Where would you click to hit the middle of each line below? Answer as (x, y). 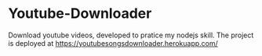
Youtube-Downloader (80, 14)
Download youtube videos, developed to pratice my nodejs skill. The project (131, 35)
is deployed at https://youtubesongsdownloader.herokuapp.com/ (113, 43)
